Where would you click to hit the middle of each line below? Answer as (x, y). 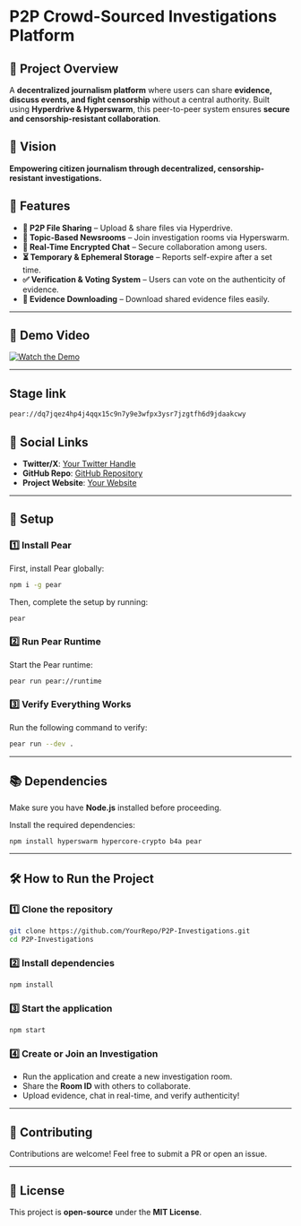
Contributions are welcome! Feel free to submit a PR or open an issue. (138, 1154)
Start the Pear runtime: (51, 664)
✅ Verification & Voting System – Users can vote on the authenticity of (154, 279)
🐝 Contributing (51, 1132)
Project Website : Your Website (79, 482)
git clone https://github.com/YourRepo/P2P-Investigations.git (130, 931)
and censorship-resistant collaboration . (85, 119)
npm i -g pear (36, 584)
